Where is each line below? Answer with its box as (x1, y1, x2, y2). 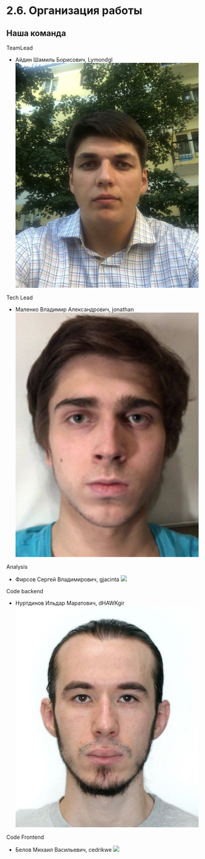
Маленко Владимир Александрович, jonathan (15, 305, 134, 313)
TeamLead (6, 44, 34, 51)
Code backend (6, 587, 44, 594)
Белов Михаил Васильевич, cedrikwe (15, 846, 112, 853)
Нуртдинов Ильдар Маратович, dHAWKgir (15, 599, 125, 607)
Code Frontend (6, 833, 45, 841)
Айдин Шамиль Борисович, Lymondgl (15, 56, 113, 63)
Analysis (6, 563, 28, 570)
